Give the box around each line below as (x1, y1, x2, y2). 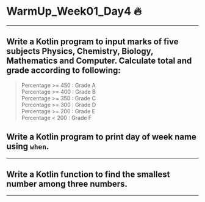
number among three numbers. (6, 179, 128, 189)
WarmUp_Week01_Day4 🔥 (6, 4, 142, 18)
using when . (6, 141, 49, 152)
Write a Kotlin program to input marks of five (6, 37, 179, 47)
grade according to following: (6, 65, 121, 76)
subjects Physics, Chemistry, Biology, (6, 46, 154, 56)
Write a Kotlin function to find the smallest (6, 169, 170, 179)
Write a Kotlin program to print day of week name (6, 132, 197, 142)
